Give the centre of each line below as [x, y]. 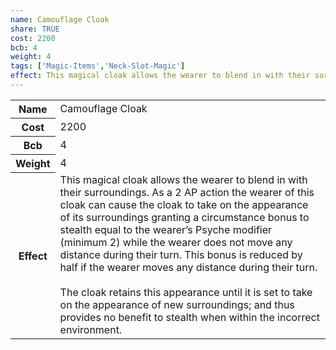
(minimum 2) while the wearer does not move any [176, 243]
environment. [91, 330]
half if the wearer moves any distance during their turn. [188, 268]
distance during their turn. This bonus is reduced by [181, 255]
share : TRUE [35, 29]
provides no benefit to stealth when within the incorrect [189, 318]
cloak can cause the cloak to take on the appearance [184, 205]
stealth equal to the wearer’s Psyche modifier [166, 230]
